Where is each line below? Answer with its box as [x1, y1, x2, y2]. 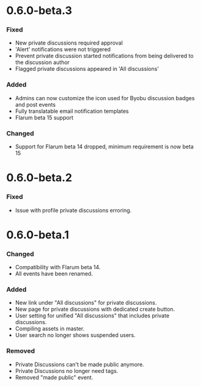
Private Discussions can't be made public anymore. [15, 361, 144, 368]
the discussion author [15, 59, 70, 66]
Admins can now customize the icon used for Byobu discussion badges [15, 94, 195, 101]
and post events [15, 101, 56, 108]
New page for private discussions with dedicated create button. [15, 306, 175, 313]
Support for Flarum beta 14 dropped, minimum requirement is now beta [15, 143, 194, 150]
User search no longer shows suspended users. [15, 331, 136, 339]
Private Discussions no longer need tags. [15, 367, 119, 374]
